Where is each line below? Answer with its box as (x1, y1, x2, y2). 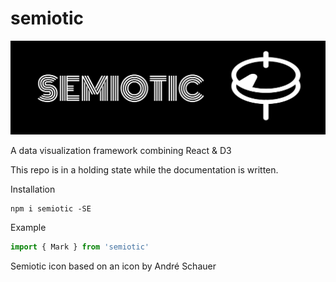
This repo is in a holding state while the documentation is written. (10, 164, 279, 176)
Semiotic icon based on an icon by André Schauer (10, 260, 217, 272)
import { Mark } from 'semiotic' (10, 242, 150, 252)
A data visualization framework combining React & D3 (10, 145, 232, 157)
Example (10, 222, 47, 234)
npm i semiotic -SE (10, 204, 92, 214)
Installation (10, 183, 56, 196)
